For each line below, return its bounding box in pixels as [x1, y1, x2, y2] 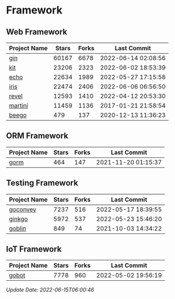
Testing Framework [6, 178, 78, 188]
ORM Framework [6, 131, 68, 141]
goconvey [9, 205, 37, 214]
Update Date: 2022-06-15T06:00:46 [6, 286, 95, 293]
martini [9, 102, 28, 109]
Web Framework [6, 27, 67, 37]
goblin [9, 224, 26, 232]
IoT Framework [6, 244, 62, 255]
